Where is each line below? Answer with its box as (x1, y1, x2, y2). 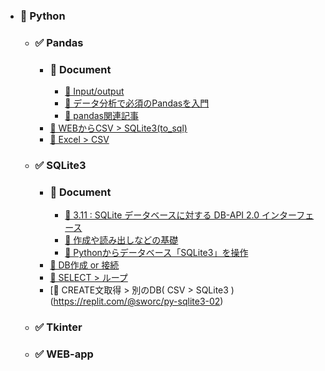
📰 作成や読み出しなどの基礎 (64, 234, 179, 246)
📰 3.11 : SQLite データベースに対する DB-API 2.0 (64, 209, 260, 221)
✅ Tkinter (34, 320, 83, 334)
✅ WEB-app (34, 347, 94, 361)
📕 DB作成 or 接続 (49, 259, 120, 271)
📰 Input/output (64, 85, 125, 98)
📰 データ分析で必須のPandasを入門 (64, 97, 210, 109)
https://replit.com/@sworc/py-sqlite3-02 (53, 295, 221, 308)
